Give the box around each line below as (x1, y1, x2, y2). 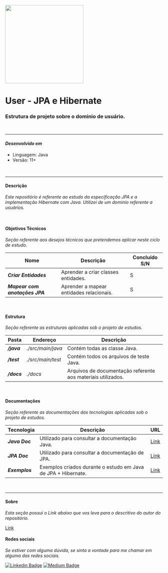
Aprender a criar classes (61, 268, 119, 275)
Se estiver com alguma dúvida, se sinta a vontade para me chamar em (5, 547, 152, 553)
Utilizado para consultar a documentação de (39, 449, 144, 456)
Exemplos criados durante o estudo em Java (39, 463, 144, 470)
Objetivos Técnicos (5, 225, 46, 231)
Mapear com (7, 283, 39, 290)
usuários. (5, 204, 25, 210)
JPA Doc (7, 452, 28, 459)
